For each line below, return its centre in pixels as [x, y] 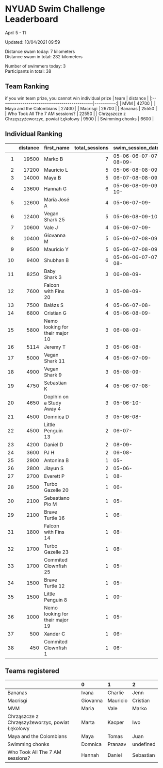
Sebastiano [57, 498]
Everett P [54, 476]
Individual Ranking [34, 134]
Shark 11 [55, 361]
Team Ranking [27, 87]
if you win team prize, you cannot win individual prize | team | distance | [77, 98]
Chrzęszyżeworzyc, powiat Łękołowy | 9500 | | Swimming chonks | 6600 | [80, 119]
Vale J [51, 228]
